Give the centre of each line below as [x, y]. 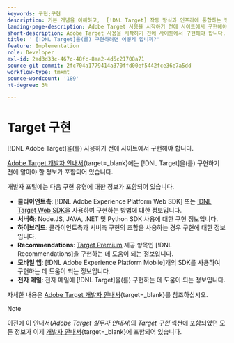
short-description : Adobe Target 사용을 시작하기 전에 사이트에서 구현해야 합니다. [117, 33]
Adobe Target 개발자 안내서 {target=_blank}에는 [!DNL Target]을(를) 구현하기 [114, 163]
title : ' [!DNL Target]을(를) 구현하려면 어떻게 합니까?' [84, 40]
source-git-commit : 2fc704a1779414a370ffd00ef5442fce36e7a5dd [99, 66]
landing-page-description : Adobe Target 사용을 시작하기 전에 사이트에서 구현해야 [117, 26]
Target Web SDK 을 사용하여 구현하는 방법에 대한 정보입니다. [100, 211]
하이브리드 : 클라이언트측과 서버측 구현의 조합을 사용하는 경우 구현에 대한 [115, 228]
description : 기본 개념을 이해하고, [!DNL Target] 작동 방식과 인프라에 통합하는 [114, 20]
